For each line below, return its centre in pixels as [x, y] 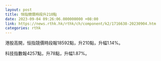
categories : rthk [23, 28]
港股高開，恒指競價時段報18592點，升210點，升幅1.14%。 [64, 43]
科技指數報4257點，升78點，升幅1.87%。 [47, 54]
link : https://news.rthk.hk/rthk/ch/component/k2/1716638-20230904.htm [80, 24]
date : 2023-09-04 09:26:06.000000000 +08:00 [52, 19]
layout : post [19, 10]
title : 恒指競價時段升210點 [31, 14]
